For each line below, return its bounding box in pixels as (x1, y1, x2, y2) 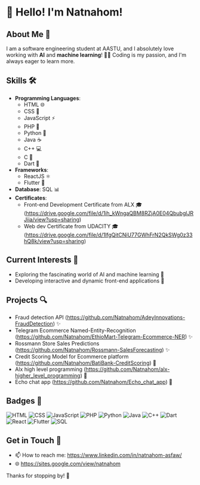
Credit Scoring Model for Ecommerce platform (14, 353, 129, 360)
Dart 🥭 (23, 159, 40, 167)
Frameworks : (14, 166, 49, 173)
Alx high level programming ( (14, 366, 86, 373)
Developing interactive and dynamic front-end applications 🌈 (14, 277, 165, 284)
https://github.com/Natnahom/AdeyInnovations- (66, 314, 186, 321)
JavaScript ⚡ (23, 114, 56, 121)
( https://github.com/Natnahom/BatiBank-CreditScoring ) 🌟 (14, 360, 156, 367)
